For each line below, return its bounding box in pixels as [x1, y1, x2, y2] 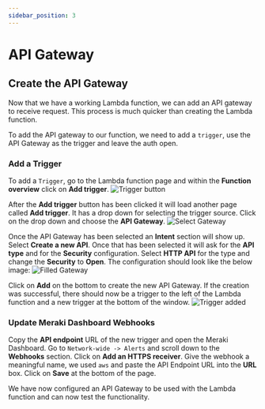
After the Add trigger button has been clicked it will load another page [8, 199, 237, 209]
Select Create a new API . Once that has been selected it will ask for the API [8, 240, 255, 250]
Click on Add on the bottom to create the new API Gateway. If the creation [8, 280, 250, 290]
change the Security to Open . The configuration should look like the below [8, 257, 253, 266]
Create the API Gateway [8, 77, 128, 91]
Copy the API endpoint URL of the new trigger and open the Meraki [8, 335, 229, 344]
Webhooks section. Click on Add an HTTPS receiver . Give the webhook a [8, 352, 250, 362]
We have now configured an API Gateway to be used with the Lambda [8, 384, 236, 393]
